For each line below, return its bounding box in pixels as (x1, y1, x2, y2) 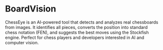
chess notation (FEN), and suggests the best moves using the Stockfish (5, 29, 149, 35)
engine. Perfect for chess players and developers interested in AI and (5, 35, 144, 40)
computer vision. (5, 39, 39, 45)
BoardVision (5, 3, 56, 14)
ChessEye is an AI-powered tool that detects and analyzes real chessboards (5, 19, 159, 25)
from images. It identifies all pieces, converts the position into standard (5, 24, 148, 30)
